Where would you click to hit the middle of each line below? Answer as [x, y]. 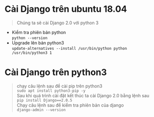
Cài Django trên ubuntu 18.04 [66, 9]
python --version [30, 38]
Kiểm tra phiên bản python [39, 32]
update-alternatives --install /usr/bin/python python [69, 48]
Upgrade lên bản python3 [38, 42]
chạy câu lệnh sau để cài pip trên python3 [59, 86]
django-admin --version [41, 110]
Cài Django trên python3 [56, 72]
